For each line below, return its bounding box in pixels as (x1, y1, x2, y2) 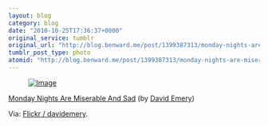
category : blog (8, 19, 59, 27)
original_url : (8, 41, 56, 49)
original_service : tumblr (8, 33, 94, 42)
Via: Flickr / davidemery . (8, 108, 89, 118)
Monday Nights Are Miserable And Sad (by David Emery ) (8, 93, 195, 103)
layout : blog (8, 11, 52, 20)
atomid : (8, 57, 34, 65)
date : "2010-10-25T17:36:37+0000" (8, 26, 124, 34)
